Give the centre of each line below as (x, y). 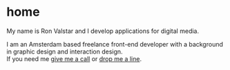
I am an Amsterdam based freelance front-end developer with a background (115, 44)
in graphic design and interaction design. (65, 51)
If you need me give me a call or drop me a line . (74, 58)
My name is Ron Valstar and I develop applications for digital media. (103, 31)
